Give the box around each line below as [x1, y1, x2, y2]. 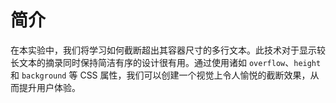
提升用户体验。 [18, 81, 81, 93]
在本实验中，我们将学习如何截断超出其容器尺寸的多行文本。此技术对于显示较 [10, 44, 326, 56]
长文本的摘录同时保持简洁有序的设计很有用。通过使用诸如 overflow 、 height [10, 56, 322, 68]
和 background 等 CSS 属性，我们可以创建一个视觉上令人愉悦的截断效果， [10, 69, 311, 81]
